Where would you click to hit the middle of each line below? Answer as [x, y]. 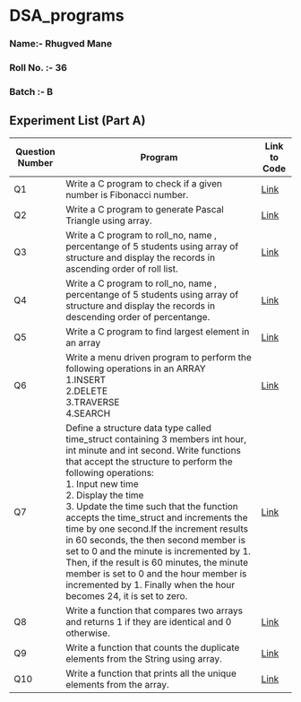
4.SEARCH [88, 413]
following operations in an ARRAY [136, 368]
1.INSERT [86, 379]
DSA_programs [67, 16]
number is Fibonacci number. [127, 195]
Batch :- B [31, 91]
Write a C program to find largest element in [158, 331]
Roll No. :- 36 [38, 68]
